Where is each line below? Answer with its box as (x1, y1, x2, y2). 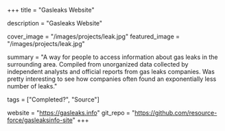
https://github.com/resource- (134, 109, 217, 117)
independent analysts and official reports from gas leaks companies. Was (7, 68, 215, 75)
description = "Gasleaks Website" (7, 19, 103, 27)
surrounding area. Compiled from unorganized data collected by (7, 60, 189, 68)
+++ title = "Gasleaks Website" (7, 6, 95, 14)
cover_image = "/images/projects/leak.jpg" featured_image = (7, 32, 180, 40)
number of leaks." (7, 82, 58, 90)
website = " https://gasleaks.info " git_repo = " (7, 109, 135, 117)
